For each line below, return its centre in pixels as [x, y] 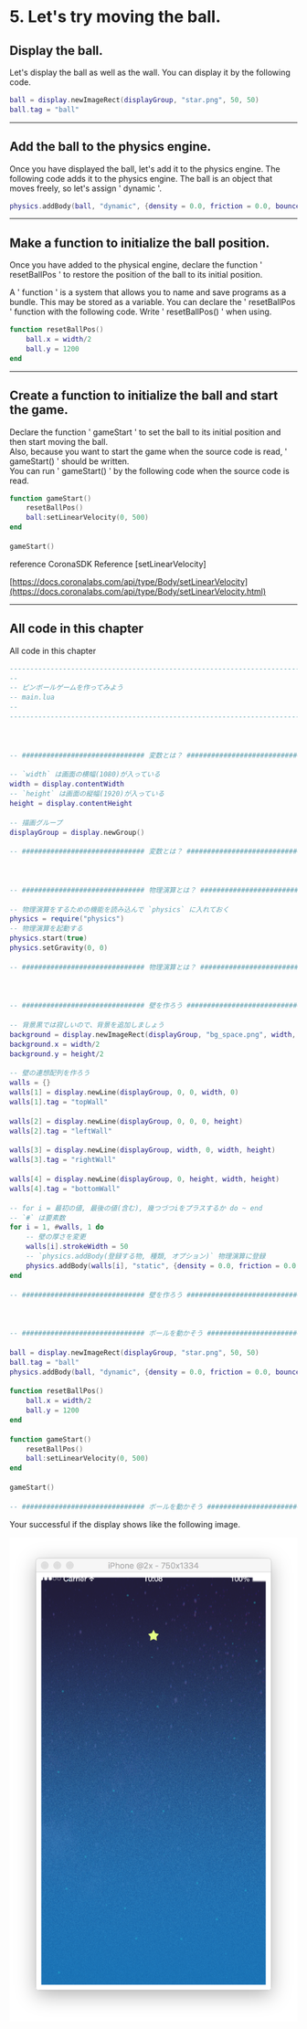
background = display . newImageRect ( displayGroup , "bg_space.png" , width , [153, 1034]
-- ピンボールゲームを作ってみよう [66, 688]
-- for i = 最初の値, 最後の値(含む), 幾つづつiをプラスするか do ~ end [136, 1208]
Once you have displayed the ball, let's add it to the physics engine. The [145, 169]
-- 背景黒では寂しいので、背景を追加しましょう [87, 1025]
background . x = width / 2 [55, 1044]
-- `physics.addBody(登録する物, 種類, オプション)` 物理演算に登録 [146, 1256]
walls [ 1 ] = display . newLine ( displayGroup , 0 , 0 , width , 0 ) [124, 1093]
